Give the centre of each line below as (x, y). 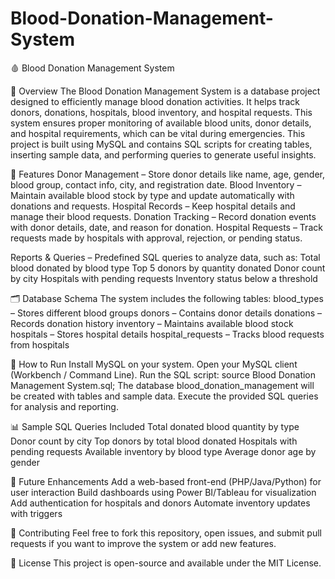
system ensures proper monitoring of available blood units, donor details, (161, 123)
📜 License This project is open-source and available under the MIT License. (166, 563)
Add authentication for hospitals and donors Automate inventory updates (160, 503)
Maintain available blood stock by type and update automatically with (152, 195)
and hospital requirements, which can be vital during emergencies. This (158, 133)
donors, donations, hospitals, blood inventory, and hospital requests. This (161, 112)
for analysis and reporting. (64, 406)
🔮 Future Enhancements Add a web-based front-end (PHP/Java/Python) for (166, 481)
